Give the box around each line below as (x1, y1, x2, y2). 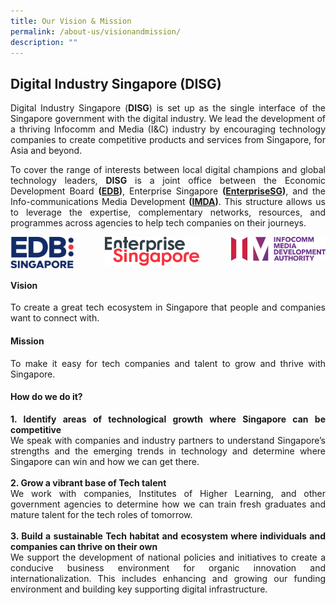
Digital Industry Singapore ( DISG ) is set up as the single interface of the (10, 102, 326, 114)
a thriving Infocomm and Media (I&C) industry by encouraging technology (10, 123, 326, 135)
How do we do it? (10, 391, 83, 403)
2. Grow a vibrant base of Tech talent (10, 476, 167, 489)
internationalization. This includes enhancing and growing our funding (10, 572, 326, 584)
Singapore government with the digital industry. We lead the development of (10, 113, 326, 125)
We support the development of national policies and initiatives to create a (10, 551, 326, 563)
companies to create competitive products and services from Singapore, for (10, 134, 326, 146)
